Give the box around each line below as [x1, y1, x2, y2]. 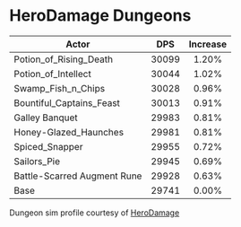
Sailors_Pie [13, 154, 61, 167]
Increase [188, 38, 228, 50]
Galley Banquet [13, 111, 78, 124]
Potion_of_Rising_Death [13, 53, 114, 65]
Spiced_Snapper [13, 140, 83, 153]
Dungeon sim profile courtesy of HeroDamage [9, 207, 180, 218]
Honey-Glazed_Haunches [13, 126, 124, 138]
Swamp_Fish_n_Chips [13, 82, 106, 94]
